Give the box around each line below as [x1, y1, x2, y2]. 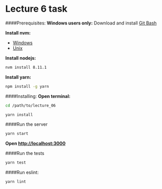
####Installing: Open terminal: [5, 93, 71, 99]
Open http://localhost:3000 [5, 141, 66, 147]
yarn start [5, 131, 29, 137]
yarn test [5, 160, 27, 166]
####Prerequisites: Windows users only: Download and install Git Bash [5, 20, 157, 26]
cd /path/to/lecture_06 [5, 103, 56, 108]
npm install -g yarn [5, 84, 50, 89]
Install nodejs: [5, 55, 36, 61]
